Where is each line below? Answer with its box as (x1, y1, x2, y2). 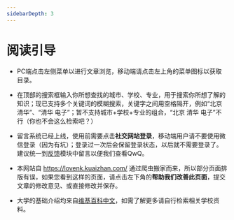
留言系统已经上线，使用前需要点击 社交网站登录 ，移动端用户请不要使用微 (16, 131, 226, 140)
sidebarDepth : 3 (6, 10, 54, 17)
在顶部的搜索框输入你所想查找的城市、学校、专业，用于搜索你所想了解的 (16, 90, 226, 98)
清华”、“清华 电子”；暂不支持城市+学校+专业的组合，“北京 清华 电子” (16, 108, 216, 116)
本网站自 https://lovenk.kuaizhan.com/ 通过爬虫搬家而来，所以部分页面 (16, 163, 221, 172)
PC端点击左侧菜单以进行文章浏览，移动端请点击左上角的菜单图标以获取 (16, 67, 222, 75)
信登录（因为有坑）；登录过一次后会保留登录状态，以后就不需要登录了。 (16, 140, 223, 149)
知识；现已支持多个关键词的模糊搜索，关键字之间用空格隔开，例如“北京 (16, 99, 222, 108)
